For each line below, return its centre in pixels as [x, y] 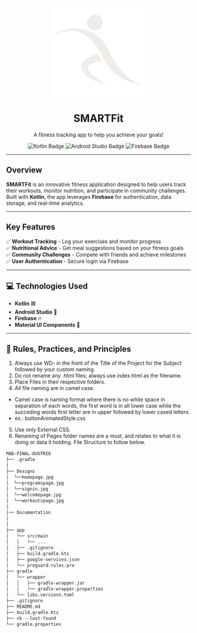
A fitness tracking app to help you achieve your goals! [98, 135]
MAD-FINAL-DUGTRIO [28, 454]
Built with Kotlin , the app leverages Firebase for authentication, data [89, 196]
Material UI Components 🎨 [47, 325]
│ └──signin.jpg [27, 489]
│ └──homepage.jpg [30, 477]
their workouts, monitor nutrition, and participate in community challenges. [96, 191]
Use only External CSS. [43, 430]
